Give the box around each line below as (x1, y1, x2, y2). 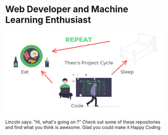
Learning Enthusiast (5, 14, 92, 26)
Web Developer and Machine (5, 4, 129, 15)
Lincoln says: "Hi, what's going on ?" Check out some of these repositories (5, 119, 161, 125)
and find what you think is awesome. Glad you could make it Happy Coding (5, 124, 161, 130)
